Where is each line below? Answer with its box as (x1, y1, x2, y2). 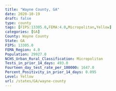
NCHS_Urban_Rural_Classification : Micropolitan (5, 56, 103, 61)
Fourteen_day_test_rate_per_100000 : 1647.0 (5, 65, 95, 70)
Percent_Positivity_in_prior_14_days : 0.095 (5, 70, 97, 75)
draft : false (5, 16, 32, 21)
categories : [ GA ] (5, 29, 40, 34)
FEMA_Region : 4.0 (5, 47, 40, 52)
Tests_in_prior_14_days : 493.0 (5, 61, 68, 65)
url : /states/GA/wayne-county (5, 78, 66, 83)
